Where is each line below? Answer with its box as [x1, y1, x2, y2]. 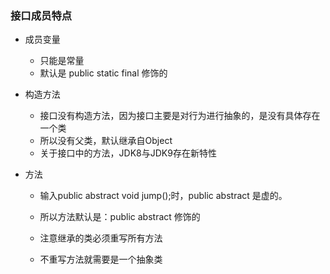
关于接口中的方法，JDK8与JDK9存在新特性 [39, 147, 217, 159]
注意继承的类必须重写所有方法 [39, 232, 163, 244]
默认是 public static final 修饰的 [39, 67, 168, 79]
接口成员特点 [10, 8, 73, 22]
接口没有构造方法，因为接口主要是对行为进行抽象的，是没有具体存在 [39, 110, 321, 122]
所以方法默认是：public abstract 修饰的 [39, 211, 201, 223]
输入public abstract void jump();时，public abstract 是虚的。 [39, 190, 288, 202]
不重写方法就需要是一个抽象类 [39, 253, 163, 266]
